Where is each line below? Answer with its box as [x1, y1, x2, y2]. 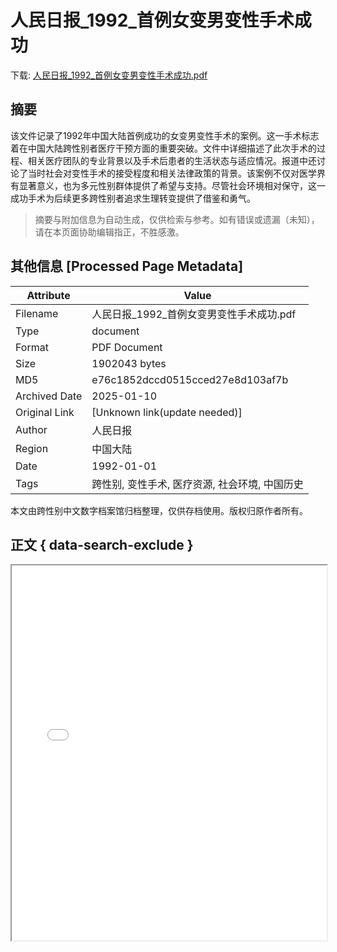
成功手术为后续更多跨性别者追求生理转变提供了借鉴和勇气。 [10, 192, 256, 204]
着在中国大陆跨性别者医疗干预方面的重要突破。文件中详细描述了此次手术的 [10, 142, 317, 154]
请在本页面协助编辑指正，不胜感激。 [34, 226, 185, 238]
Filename [15, 306, 59, 320]
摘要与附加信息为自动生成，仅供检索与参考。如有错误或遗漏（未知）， [34, 213, 320, 225]
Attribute [26, 288, 71, 302]
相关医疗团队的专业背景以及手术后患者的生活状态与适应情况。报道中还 [27, 154, 317, 166]
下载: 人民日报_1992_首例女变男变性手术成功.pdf [10, 69, 208, 81]
